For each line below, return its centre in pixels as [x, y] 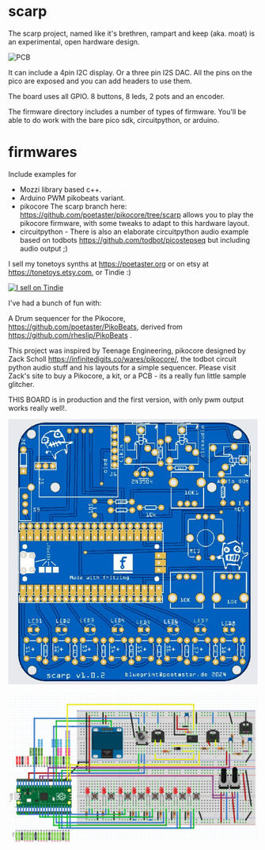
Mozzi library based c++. [61, 190]
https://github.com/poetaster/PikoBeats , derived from [96, 327]
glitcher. [21, 384]
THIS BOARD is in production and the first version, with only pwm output [126, 400]
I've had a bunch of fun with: [55, 303]
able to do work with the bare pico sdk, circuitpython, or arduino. [114, 120]
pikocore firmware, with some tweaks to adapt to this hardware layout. [134, 223]
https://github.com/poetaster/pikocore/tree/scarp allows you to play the [136, 214]
